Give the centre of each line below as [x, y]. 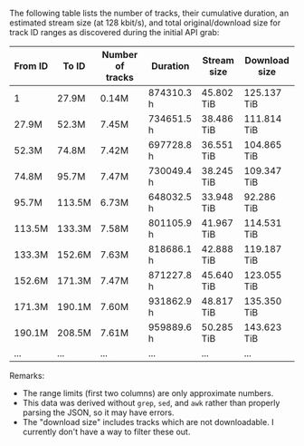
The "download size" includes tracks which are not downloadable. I [148, 422]
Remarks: [27, 376]
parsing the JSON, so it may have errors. [98, 412]
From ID [31, 66]
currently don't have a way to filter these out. [106, 431]
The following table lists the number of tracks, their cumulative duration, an [149, 13]
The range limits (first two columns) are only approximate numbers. [148, 393]
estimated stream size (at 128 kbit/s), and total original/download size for [145, 23]
